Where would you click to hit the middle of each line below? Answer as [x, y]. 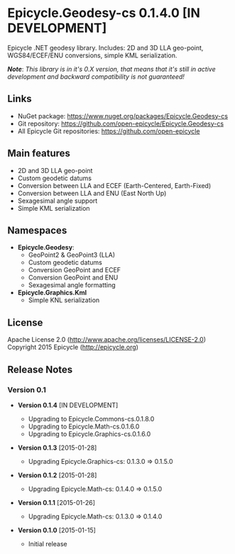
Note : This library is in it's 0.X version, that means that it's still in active [112, 69]
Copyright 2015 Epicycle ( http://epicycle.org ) [73, 347]
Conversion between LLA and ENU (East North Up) [92, 193]
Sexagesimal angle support [58, 201]
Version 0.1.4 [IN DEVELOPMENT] [68, 405]
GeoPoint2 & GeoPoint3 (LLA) [72, 255]
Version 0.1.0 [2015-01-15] [56, 530]
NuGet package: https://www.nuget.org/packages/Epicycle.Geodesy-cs [123, 116]
